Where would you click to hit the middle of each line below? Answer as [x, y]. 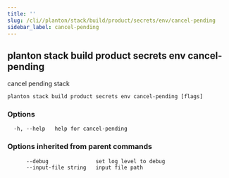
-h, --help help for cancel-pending [71, 129]
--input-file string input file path [84, 167]
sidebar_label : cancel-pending [53, 27]
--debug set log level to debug [95, 161]
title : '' [22, 14]
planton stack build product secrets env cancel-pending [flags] [105, 97]
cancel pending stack [39, 84]
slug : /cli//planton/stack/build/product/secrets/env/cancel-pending [112, 20]
